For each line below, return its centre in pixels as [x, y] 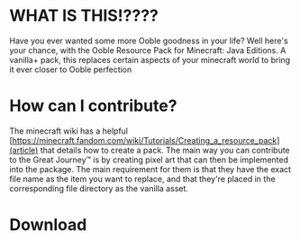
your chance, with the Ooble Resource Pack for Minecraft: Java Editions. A [148, 50]
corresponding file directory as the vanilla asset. [99, 188]
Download [48, 225]
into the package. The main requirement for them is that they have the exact [150, 169]
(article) [24, 150]
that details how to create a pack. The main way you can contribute [165, 150]
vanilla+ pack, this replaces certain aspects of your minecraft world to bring [150, 60]
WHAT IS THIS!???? [84, 16]
